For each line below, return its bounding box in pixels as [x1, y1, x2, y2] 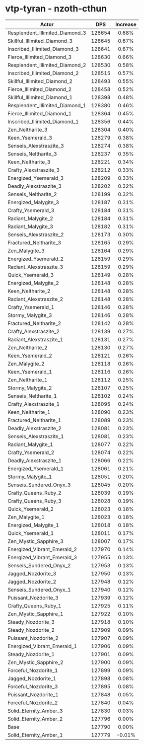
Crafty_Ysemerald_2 [7, 449, 55, 456]
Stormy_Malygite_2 [7, 384, 52, 391]
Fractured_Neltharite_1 [7, 417, 61, 424]
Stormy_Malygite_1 [7, 473, 52, 480]
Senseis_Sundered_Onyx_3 [7, 481, 71, 488]
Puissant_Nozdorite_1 [7, 691, 59, 698]
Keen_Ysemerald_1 [7, 368, 52, 375]
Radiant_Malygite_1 [7, 441, 54, 447]
